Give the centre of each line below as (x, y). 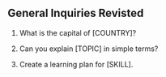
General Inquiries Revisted (76, 13)
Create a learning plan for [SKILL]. (76, 64)
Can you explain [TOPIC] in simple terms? (89, 49)
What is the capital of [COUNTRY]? (78, 32)
